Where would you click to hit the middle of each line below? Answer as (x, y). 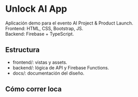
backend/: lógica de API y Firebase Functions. (61, 67)
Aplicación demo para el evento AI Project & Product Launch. (69, 23)
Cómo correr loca (34, 89)
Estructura (22, 50)
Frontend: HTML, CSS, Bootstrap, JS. (44, 28)
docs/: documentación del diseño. (48, 73)
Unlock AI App (36, 9)
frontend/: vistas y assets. (40, 62)
